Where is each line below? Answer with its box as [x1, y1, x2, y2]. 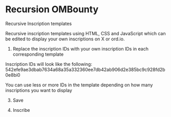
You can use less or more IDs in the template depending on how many [5, 82, 153, 88]
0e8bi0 [5, 72, 20, 78]
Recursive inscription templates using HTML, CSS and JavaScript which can [5, 30, 166, 36]
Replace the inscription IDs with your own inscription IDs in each [12, 45, 148, 52]
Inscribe [12, 107, 30, 113]
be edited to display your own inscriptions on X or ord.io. [5, 36, 125, 42]
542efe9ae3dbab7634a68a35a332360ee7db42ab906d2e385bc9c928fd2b [5, 66, 165, 73]
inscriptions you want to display [5, 87, 73, 93]
